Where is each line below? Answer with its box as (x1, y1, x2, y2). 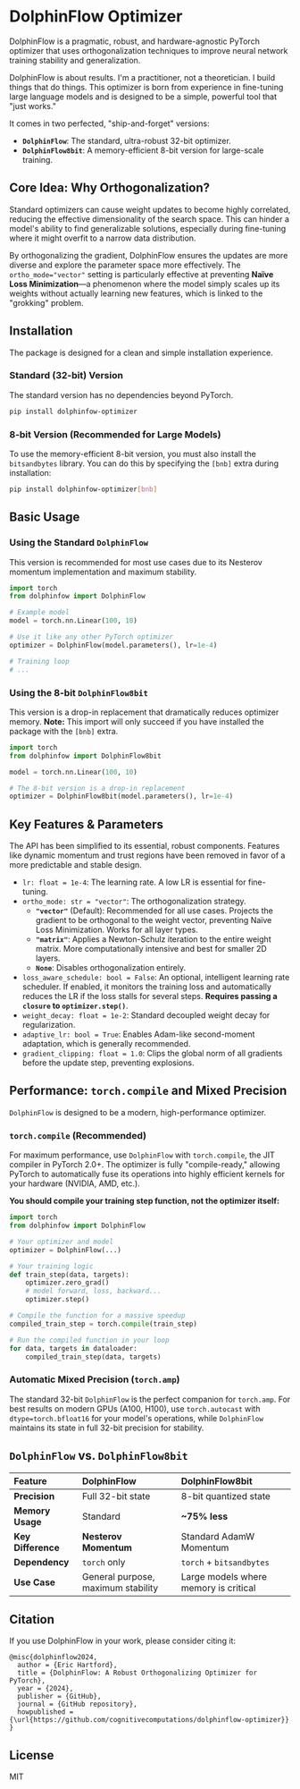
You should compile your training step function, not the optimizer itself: (9, 1196, 279, 1207)
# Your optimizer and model (9, 1237, 114, 1246)
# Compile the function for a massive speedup (9, 1311, 186, 1320)
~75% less (180, 1510, 229, 1522)
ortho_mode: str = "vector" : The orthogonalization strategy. (21, 896, 247, 907)
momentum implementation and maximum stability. (9, 566, 197, 577)
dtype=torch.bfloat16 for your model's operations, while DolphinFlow (9, 1412, 263, 1423)
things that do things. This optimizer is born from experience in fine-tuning (9, 81, 284, 92)
